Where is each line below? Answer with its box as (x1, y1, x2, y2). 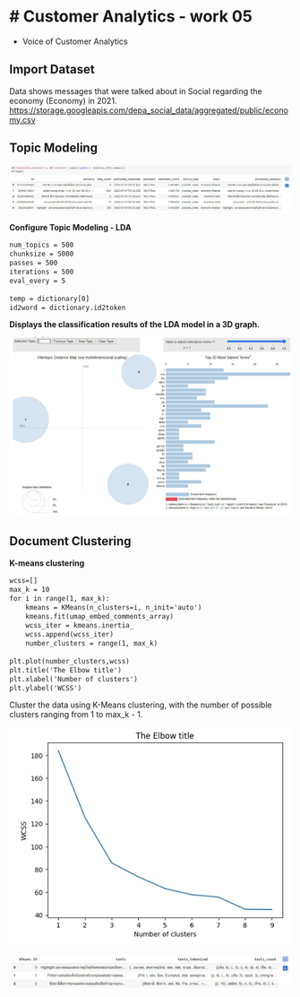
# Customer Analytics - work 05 (9, 6, 253, 27)
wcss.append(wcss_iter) (25, 629, 115, 638)
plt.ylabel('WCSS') (9, 683, 82, 692)
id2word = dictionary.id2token (9, 303, 126, 312)
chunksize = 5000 (9, 249, 74, 258)
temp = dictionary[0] (9, 294, 90, 303)
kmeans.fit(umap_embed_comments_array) (25, 611, 175, 620)
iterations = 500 (9, 267, 74, 276)
